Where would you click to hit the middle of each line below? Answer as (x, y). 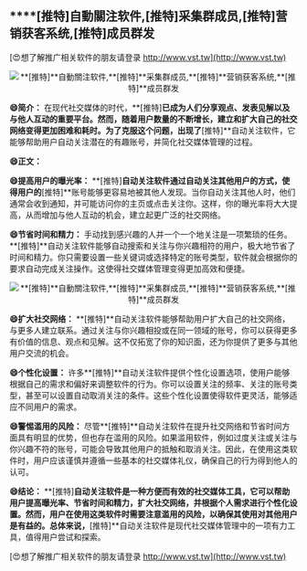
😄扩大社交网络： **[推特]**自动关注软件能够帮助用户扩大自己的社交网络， (150, 319)
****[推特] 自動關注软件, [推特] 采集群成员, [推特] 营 (148, 16)
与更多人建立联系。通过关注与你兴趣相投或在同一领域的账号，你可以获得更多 (153, 330)
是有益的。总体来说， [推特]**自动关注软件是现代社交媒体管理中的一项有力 (148, 525)
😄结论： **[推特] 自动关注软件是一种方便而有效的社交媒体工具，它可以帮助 (150, 491)
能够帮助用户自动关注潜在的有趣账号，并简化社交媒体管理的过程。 (133, 142)
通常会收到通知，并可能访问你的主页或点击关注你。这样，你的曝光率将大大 (149, 203)
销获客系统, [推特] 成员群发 (82, 33)
